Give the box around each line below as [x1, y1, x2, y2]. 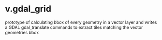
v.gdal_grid [5, 3, 52, 14]
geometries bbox [5, 29, 39, 35]
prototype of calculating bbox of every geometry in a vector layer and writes [5, 19, 157, 25]
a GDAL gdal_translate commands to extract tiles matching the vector [5, 24, 143, 30]
